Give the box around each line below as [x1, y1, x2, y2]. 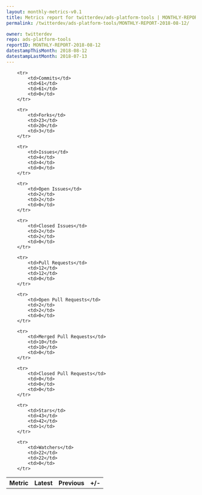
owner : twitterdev [6, 31, 52, 37]
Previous [58, 479, 85, 487]
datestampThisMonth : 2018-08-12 [6, 48, 87, 54]
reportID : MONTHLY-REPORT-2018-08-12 [6, 42, 101, 48]
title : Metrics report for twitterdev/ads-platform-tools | [6, 14, 161, 20]
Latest [34, 479, 53, 487]
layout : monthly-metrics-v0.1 [6, 8, 82, 15]
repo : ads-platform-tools [6, 37, 71, 43]
